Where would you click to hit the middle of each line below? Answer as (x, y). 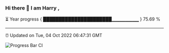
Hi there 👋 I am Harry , (32, 8)
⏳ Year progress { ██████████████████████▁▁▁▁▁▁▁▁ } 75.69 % (83, 19)
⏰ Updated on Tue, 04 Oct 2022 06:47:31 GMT (54, 35)
